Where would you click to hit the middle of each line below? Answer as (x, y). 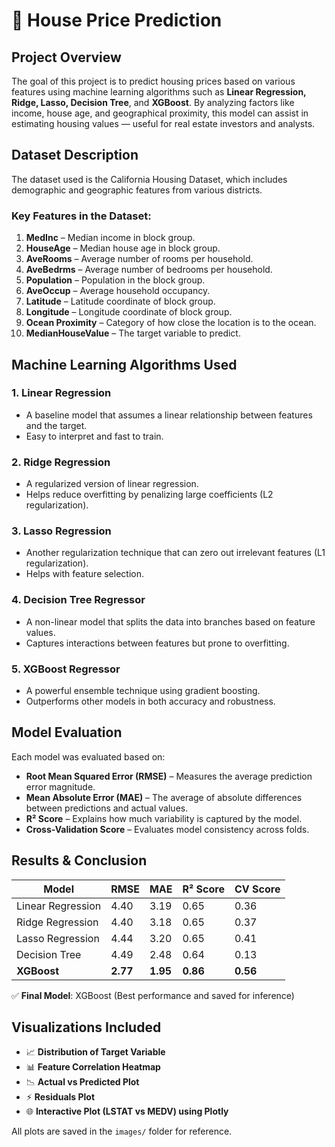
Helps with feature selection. (84, 574)
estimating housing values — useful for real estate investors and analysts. (163, 123)
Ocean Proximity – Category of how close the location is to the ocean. (171, 323)
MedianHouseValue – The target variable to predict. (133, 333)
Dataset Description (75, 155)
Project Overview (66, 57)
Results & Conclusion (79, 860)
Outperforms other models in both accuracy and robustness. (150, 701)
